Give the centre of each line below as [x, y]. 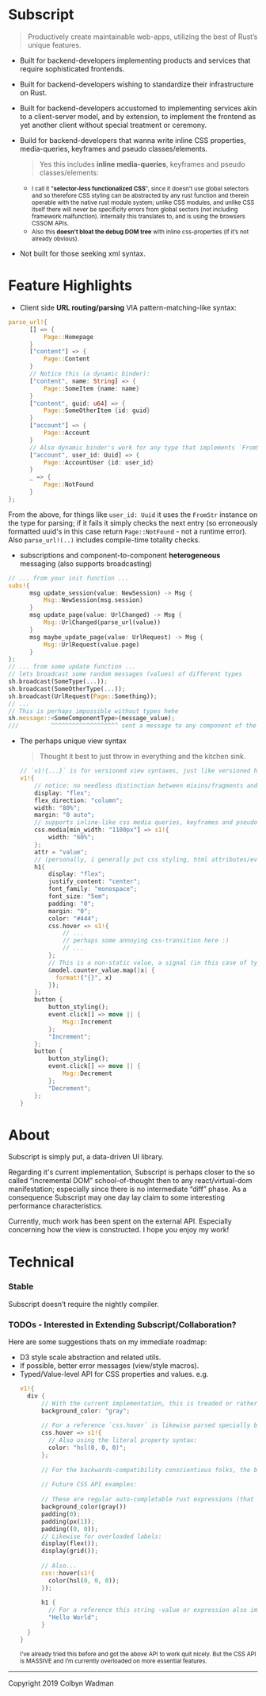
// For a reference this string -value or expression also [148, 1610]
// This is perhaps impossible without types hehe [93, 711]
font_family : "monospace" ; [93, 889]
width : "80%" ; [57, 808]
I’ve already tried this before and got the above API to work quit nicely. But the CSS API [138, 1654]
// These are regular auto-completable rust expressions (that [148, 1499]
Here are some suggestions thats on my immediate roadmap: [108, 1342]
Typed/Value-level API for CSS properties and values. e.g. [114, 1374]
